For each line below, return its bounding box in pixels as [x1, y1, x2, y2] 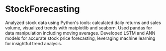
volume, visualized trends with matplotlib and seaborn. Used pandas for [5, 25, 153, 30]
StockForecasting [5, 3, 81, 15]
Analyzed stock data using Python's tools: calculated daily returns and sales [5, 20, 162, 25]
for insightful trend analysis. [5, 40, 62, 46]
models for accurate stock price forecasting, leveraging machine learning [5, 35, 156, 41]
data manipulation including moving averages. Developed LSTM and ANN [5, 30, 156, 36]
